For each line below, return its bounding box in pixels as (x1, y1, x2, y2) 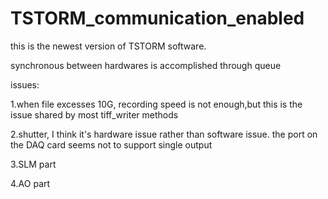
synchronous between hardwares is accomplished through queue (10, 59, 282, 71)
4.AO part (10, 177, 51, 189)
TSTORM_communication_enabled (10, 7, 305, 30)
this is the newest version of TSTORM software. (10, 40, 207, 52)
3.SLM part (10, 158, 57, 170)
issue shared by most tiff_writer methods (10, 108, 179, 121)
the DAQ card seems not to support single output (10, 138, 213, 151)
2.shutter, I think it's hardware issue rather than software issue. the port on (10, 128, 318, 140)
